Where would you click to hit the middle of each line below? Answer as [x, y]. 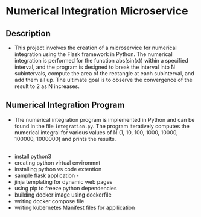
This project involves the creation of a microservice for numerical [95, 48]
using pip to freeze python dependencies [65, 189]
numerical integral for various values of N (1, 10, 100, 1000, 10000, [96, 132]
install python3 [33, 156]
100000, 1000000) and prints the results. [65, 139]
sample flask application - [46, 175]
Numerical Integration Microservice [97, 11]
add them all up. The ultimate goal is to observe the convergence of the [103, 80]
